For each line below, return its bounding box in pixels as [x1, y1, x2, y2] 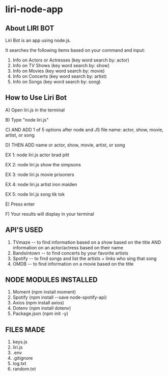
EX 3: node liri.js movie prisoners [5, 171, 75, 178]
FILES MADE [5, 325, 45, 334]
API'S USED [5, 225, 43, 235]
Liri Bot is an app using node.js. [5, 37, 71, 43]
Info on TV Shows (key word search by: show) [12, 63, 109, 68]
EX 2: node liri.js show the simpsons [5, 161, 81, 167]
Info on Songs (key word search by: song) [12, 79, 101, 84]
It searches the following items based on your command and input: [5, 47, 146, 53]
